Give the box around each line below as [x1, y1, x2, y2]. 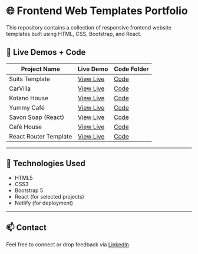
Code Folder [114, 65, 149, 73]
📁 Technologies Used [6, 159, 85, 169]
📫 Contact [6, 222, 47, 232]
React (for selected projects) [14, 193, 84, 200]
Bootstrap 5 [14, 187, 44, 194]
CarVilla [9, 84, 31, 93]
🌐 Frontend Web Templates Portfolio [6, 4, 188, 18]
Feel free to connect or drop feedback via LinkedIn [6, 241, 129, 248]
